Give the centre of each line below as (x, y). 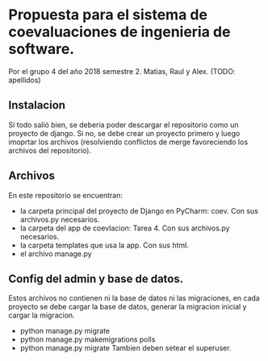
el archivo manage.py (56, 253)
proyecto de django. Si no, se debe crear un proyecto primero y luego (124, 133)
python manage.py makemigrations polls (88, 339)
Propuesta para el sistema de (108, 15)
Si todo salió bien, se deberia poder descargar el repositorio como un (124, 124)
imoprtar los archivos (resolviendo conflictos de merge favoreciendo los (128, 142)
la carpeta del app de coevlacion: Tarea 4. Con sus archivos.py (125, 228)
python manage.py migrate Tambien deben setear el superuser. (126, 348)
